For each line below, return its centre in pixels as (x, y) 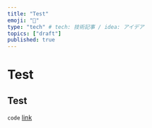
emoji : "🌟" (23, 20)
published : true (31, 40)
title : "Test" (28, 14)
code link (20, 117)
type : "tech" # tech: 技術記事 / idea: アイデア (76, 27)
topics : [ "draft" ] (34, 33)
